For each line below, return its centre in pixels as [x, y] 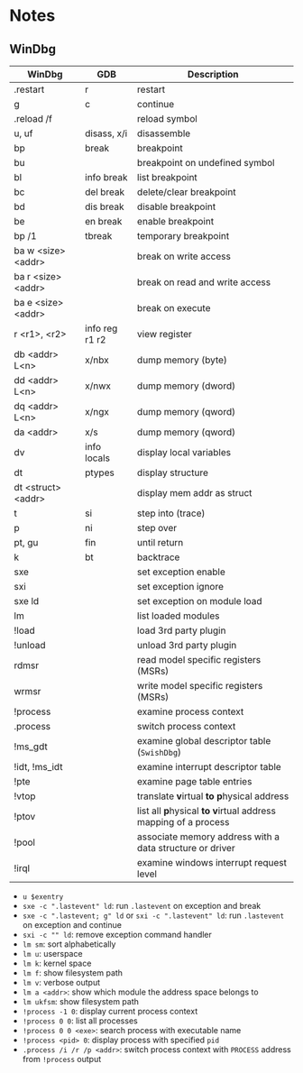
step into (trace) [171, 513]
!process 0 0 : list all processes [80, 1021]
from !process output [62, 1059]
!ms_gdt [31, 747]
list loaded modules [178, 616]
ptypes [100, 472]
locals [98, 458]
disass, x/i [106, 133]
